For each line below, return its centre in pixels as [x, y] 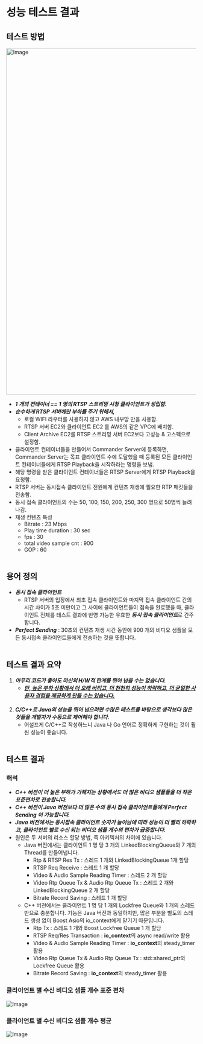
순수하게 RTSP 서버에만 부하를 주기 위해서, [65, 412]
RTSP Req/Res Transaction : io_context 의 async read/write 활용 [112, 935]
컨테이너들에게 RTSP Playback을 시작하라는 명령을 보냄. [88, 464]
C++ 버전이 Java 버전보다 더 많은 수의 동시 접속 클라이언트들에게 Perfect [101, 807]
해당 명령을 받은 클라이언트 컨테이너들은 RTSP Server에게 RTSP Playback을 [105, 472]
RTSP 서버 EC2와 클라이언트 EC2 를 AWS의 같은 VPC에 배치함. [98, 427]
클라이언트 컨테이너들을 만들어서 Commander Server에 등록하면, [92, 449]
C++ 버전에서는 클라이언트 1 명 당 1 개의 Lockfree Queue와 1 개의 [101, 905]
